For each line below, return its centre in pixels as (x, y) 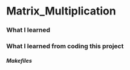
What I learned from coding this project (65, 46)
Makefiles (19, 60)
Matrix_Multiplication (61, 11)
